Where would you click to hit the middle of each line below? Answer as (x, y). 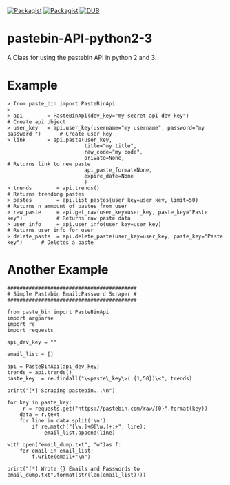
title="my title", (110, 146)
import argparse (30, 318)
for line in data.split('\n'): (64, 420)
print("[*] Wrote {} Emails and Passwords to (73, 468)
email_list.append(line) (80, 433)
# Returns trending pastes (46, 194)
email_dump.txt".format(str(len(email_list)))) (77, 475)
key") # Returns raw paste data (69, 218)
